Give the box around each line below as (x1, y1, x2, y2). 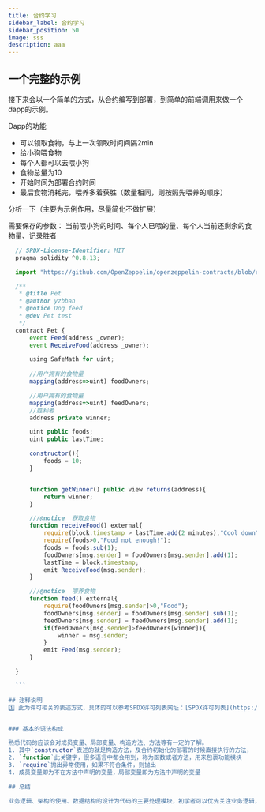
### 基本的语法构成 (8, 724, 64, 733)
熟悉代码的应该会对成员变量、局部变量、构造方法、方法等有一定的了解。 (8, 739, 208, 747)
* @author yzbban (18, 297, 77, 305)
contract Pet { (15, 326, 65, 334)
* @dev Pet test (18, 312, 73, 320)
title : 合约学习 (8, 11, 57, 20)
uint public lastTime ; (28, 435, 104, 443)
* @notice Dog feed (18, 305, 83, 313)
